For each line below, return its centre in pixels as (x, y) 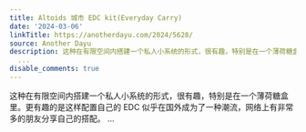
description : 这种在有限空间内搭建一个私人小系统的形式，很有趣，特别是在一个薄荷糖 (151, 52)
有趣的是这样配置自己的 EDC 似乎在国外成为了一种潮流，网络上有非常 (163, 107)
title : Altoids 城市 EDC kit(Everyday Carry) (96, 18)
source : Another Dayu (51, 43)
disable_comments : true (55, 69)
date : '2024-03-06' (46, 26)
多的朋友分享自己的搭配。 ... (62, 118)
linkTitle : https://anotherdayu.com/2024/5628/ (102, 35)
